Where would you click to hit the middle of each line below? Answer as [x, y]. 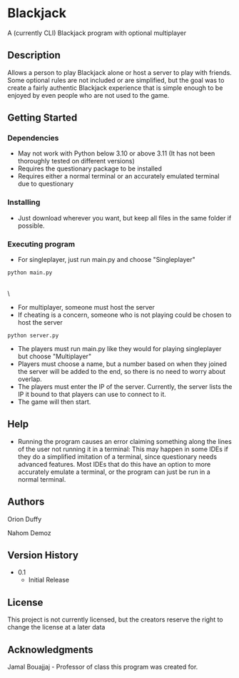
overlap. [30, 379]
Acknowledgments [51, 650]
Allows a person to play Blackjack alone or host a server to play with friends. [119, 72]
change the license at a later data [56, 627]
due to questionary [45, 184]
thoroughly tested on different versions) [76, 161]
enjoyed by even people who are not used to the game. [88, 95]
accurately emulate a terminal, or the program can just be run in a [114, 472]
